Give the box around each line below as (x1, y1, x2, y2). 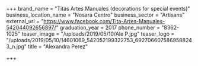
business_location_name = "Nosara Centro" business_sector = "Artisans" (6, 11, 185, 18)
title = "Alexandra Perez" (27, 43, 88, 50)
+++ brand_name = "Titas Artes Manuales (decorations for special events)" (6, 5, 191, 12)
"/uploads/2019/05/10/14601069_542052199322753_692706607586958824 (6, 37, 193, 43)
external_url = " (6, 18, 44, 24)
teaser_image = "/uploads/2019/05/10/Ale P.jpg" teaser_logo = (21, 30, 175, 37)
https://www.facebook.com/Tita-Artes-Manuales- (43, 18, 165, 24)
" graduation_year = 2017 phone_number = (56, 24, 161, 31)
